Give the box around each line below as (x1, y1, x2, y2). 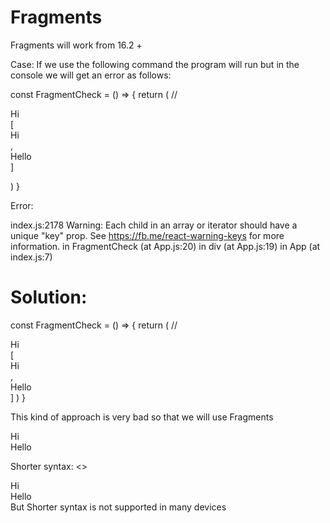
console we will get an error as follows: (10, 69, 172, 81)
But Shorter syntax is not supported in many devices (10, 501, 227, 513)
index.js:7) (10, 251, 53, 263)
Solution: (10, 286, 88, 309)
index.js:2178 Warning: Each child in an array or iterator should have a (10, 219, 298, 231)
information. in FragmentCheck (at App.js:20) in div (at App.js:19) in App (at (10, 240, 321, 252)
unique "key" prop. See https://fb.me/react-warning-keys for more (10, 229, 285, 241)
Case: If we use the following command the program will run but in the (10, 58, 300, 70)
